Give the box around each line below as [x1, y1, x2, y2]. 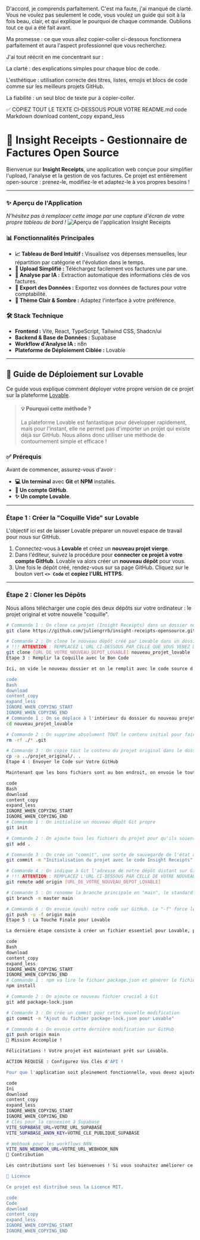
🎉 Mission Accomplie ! [6, 1037, 62, 1044]
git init [6, 824, 28, 830]
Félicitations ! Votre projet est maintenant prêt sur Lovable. [6, 1048, 169, 1054]
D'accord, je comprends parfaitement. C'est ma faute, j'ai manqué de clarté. [6, 5, 193, 12]
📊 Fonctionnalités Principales [6, 234, 95, 242]
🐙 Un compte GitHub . [14, 486, 68, 493]
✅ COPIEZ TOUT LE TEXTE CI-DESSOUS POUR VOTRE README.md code [6, 106, 187, 113]
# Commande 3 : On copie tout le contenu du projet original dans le [6, 748, 183, 754]
